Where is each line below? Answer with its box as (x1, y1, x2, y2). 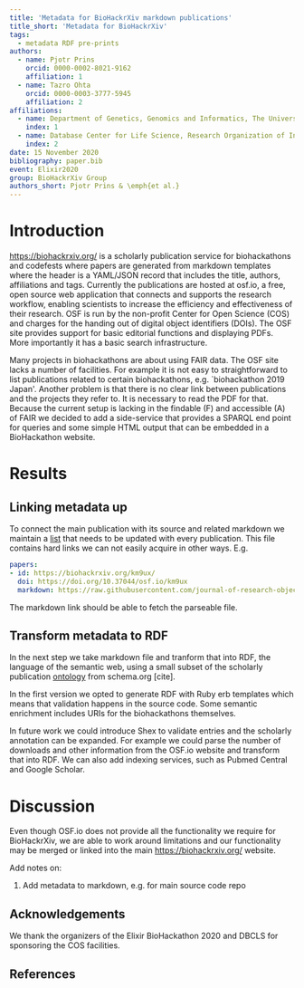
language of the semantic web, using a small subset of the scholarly (9, 662, 263, 673)
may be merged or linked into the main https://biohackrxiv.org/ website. (9, 845, 276, 856)
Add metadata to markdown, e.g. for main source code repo (22, 880, 246, 891)
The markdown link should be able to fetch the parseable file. (9, 601, 238, 612)
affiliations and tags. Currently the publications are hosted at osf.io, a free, (9, 280, 287, 291)
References (9, 966, 76, 982)
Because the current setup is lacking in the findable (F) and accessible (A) (9, 403, 286, 414)
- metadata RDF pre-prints (17, 38, 119, 48)
